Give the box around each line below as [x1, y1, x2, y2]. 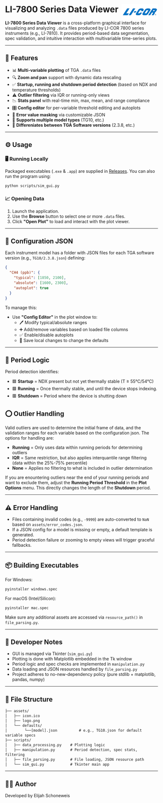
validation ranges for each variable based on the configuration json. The [5, 430, 149, 436]
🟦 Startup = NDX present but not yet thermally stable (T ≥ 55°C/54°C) [12, 378, 154, 384]
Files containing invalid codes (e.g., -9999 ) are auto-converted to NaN [12, 516, 149, 522]
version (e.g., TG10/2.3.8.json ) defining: [5, 255, 86, 261]
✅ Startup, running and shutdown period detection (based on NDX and [12, 82, 157, 87]
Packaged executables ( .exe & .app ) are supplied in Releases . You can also [5, 168, 155, 174]
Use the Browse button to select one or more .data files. [12, 213, 126, 219]
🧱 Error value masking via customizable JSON [12, 112, 106, 117]
